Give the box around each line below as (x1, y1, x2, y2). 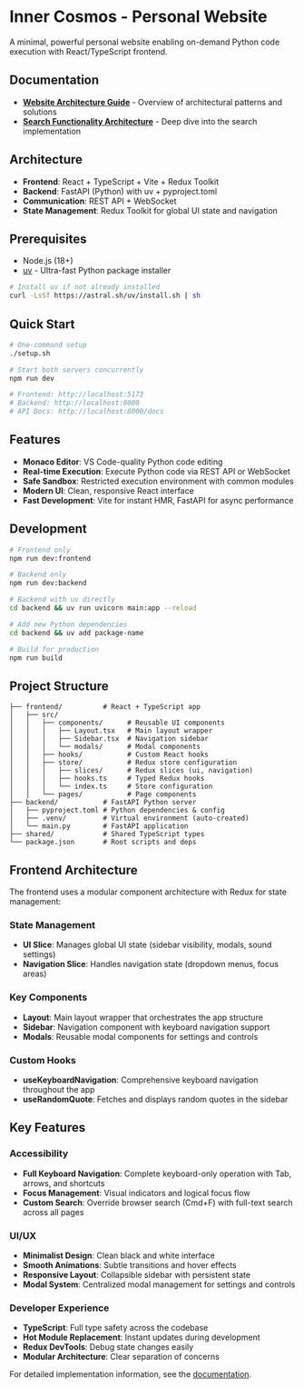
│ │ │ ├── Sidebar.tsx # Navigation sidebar (9, 734, 209, 744)
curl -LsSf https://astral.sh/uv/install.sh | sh (9, 291, 201, 301)
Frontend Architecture (9, 862, 138, 878)
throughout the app (22, 1083, 95, 1094)
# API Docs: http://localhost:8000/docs (9, 407, 165, 416)
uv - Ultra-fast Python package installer (22, 265, 172, 276)
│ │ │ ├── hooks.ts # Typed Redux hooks (9, 774, 205, 784)
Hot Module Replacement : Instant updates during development (22, 1332, 260, 1343)
